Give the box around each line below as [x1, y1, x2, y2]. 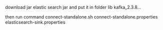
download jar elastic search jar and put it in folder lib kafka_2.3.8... [5, 4, 141, 10]
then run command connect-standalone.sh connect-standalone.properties [5, 14, 158, 19]
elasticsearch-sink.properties [5, 19, 66, 25]
